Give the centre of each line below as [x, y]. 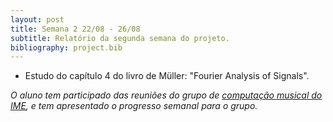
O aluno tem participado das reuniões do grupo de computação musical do [166, 95]
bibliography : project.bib [66, 47]
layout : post [37, 19]
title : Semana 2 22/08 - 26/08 [75, 29]
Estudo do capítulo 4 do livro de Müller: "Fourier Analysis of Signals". [167, 76]
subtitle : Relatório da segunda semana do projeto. [120, 38]
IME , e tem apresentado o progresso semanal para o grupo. [134, 106]
